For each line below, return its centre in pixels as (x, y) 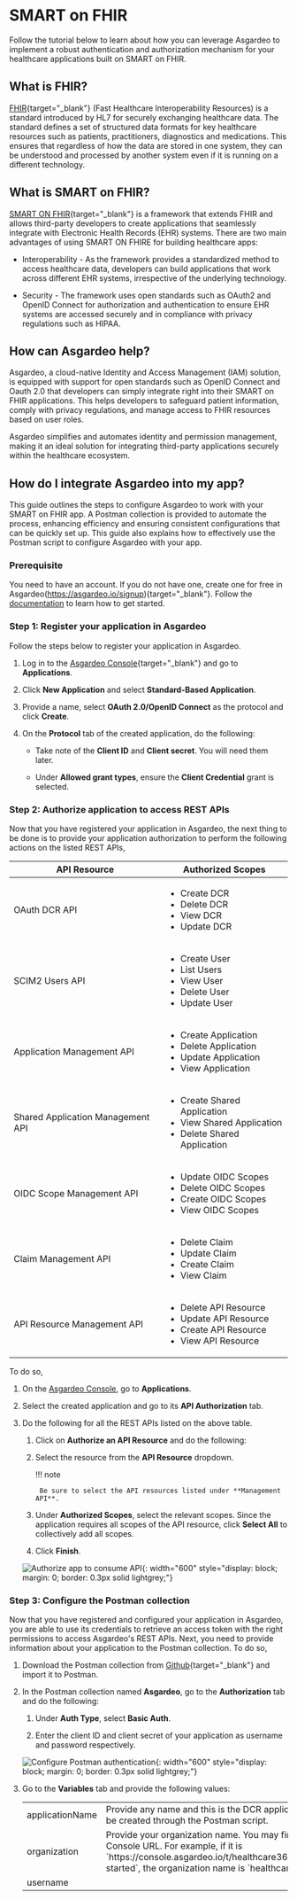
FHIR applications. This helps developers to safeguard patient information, (145, 401)
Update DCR (206, 927)
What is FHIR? (49, 86)
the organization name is (194, 1868)
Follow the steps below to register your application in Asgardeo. (125, 646)
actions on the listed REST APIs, (67, 848)
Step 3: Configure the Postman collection (99, 1600)
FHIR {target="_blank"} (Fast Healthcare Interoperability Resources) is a (139, 108)
